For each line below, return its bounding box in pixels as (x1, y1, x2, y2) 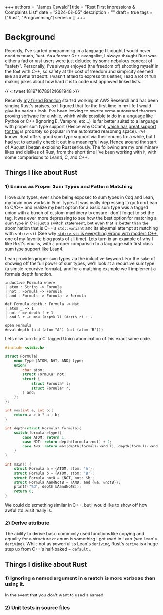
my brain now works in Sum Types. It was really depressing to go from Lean (5, 199, 157, 205)
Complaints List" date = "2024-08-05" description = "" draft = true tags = (5, 9, 153, 15)
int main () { (5, 462, 32, 466)
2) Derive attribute (5, 520, 50, 526)
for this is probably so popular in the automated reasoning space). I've (5, 129, 146, 134)
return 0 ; (14, 489, 34, 494)
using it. (5, 581, 25, 588)
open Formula (5, 323, 32, 328)
